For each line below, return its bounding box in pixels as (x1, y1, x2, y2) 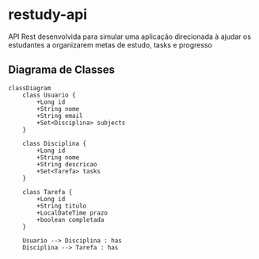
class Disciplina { (22, 139, 87, 147)
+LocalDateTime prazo (36, 208, 109, 217)
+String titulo (36, 202, 87, 210)
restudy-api (8, 6, 88, 24)
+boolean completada (36, 215, 105, 223)
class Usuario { (22, 91, 77, 99)
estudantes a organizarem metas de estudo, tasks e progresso (8, 40, 212, 49)
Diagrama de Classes (8, 63, 116, 77)
